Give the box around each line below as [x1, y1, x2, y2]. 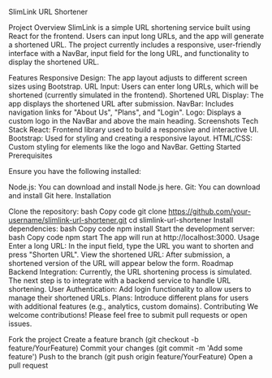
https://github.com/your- [168, 206, 252, 216]
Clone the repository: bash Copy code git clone [8, 206, 167, 216]
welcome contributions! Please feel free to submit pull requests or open [8, 311, 248, 319]
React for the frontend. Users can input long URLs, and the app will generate [8, 32, 265, 41]
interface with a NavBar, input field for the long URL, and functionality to [8, 49, 249, 58]
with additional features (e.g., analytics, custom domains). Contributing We [8, 302, 258, 311]
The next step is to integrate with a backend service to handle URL [8, 276, 231, 285]
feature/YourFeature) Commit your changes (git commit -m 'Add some [8, 343, 244, 353]
